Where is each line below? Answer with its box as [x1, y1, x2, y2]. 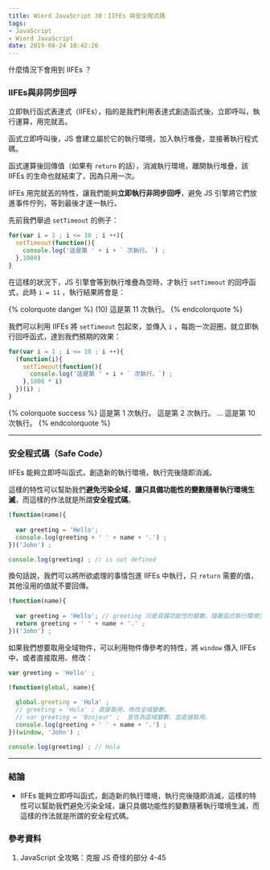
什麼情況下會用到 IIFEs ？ [8, 65, 92, 75]
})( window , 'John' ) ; [8, 728, 81, 736]
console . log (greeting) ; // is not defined [8, 555, 157, 564]
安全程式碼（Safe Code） [8, 448, 108, 459]
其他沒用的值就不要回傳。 [8, 581, 93, 590]
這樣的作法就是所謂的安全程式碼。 [19, 811, 133, 821]
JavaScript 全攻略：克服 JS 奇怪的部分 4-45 [19, 853, 166, 863]
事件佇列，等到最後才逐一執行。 [14, 198, 121, 208]
